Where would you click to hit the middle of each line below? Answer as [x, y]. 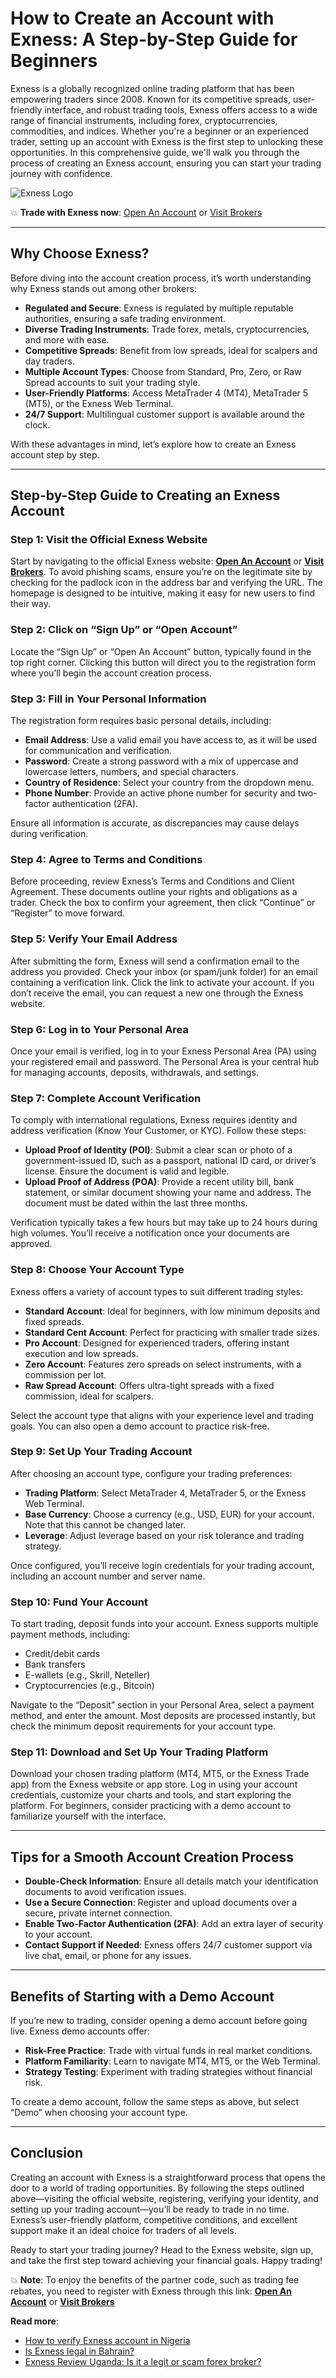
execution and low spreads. [81, 1353]
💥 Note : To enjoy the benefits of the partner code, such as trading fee [155, 2279]
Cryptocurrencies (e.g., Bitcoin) [89, 1686]
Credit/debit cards [62, 1654]
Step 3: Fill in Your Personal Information [108, 699]
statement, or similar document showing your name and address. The [168, 1193]
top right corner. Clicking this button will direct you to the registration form [163, 662]
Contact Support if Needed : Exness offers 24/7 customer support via [168, 1945]
